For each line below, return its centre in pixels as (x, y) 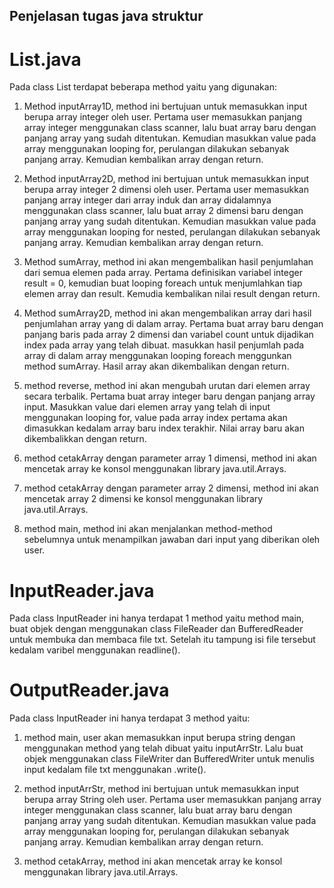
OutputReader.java (89, 690)
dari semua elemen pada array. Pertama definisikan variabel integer (163, 273)
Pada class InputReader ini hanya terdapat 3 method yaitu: (130, 718)
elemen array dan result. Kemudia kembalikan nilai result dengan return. (172, 294)
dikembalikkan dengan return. (85, 439)
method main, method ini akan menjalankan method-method (148, 529)
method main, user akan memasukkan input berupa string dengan (159, 738)
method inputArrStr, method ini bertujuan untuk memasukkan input (161, 789)
